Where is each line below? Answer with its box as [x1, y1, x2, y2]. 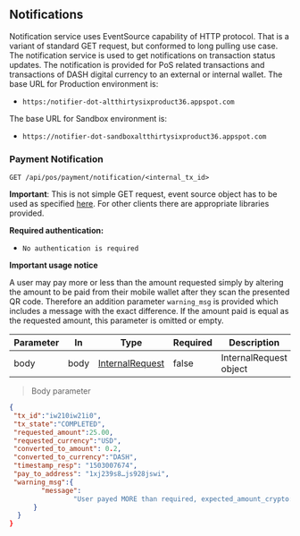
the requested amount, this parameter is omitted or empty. [9, 315, 225, 326]
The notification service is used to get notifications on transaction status [9, 49, 276, 61]
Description [229, 336, 279, 349]
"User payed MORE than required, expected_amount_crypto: [72, 494, 294, 504]
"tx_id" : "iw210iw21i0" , [12, 411, 102, 420]
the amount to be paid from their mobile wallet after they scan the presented [9, 286, 290, 298]
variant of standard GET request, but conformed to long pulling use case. [9, 40, 279, 51]
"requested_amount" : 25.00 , [12, 428, 114, 437]
